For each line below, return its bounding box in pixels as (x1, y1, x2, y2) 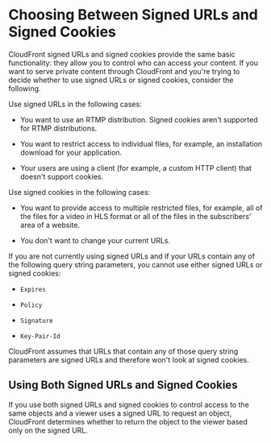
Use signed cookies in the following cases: (8, 187, 151, 197)
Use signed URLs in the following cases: (8, 99, 143, 109)
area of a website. (19, 220, 81, 230)
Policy (19, 300, 43, 309)
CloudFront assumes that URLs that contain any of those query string (8, 346, 239, 356)
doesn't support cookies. (19, 172, 103, 181)
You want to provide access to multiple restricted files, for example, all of (19, 203, 263, 213)
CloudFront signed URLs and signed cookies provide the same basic (8, 49, 236, 59)
